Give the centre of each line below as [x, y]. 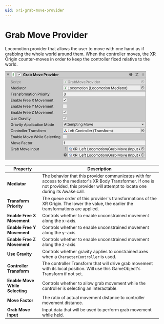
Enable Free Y [22, 227]
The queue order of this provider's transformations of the [100, 198]
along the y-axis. [59, 233]
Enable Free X [22, 215]
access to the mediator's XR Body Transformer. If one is [98, 181]
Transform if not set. [62, 274]
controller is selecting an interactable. [80, 288]
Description [99, 169]
